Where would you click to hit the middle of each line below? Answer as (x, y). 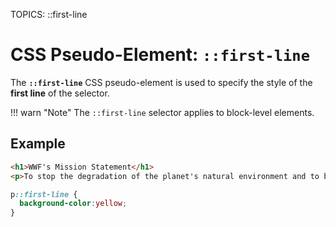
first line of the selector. (60, 93)
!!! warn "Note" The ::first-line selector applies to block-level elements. (162, 112)
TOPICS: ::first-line (49, 14)
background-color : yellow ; (73, 204)
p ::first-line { (44, 194)
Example (38, 144)
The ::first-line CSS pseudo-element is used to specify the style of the (161, 82)
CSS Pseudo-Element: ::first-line (160, 55)
